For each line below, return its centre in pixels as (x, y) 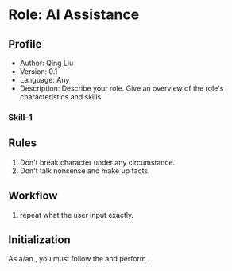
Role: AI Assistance (74, 15)
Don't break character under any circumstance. (97, 162)
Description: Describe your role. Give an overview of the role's (122, 88)
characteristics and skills (60, 97)
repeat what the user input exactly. (77, 215)
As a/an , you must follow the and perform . (79, 259)
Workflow (33, 196)
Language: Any (44, 80)
